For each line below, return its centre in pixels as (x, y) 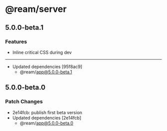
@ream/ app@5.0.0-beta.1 (46, 72)
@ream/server (36, 9)
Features (16, 42)
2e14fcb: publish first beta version (47, 112)
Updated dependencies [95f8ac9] (47, 66)
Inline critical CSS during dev (42, 52)
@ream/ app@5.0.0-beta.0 (46, 123)
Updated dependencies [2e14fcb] (47, 118)
